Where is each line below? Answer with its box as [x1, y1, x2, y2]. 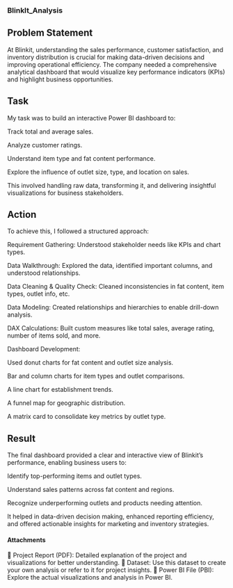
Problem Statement [7, 27, 93, 39]
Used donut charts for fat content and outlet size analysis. [7, 358, 174, 367]
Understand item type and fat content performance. [7, 154, 156, 162]
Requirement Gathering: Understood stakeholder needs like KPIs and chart [7, 241, 221, 249]
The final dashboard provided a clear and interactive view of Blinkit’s [7, 451, 204, 459]
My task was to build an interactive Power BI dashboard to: [7, 113, 176, 122]
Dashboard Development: [7, 345, 81, 353]
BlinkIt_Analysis [7, 6, 63, 15]
